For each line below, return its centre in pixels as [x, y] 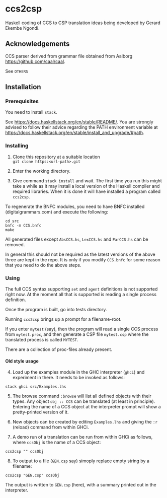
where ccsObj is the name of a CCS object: [57, 442]
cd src [12, 221]
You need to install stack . [31, 112]
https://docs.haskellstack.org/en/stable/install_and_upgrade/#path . [75, 133]
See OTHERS [17, 71]
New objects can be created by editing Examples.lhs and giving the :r [85, 422]
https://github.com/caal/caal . [35, 61]
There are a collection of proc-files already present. [59, 349]
